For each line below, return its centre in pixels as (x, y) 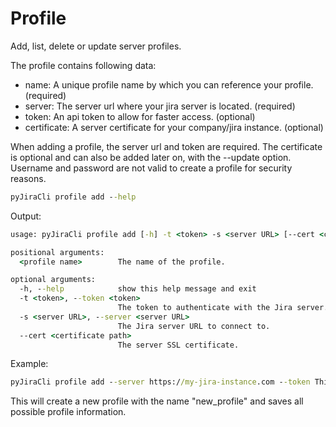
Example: (29, 364)
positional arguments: (57, 252)
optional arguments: (53, 280)
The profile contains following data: (83, 65)
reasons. (28, 178)
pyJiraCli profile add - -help (73, 197)
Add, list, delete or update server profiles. (96, 46)
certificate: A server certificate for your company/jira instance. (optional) (174, 127)
